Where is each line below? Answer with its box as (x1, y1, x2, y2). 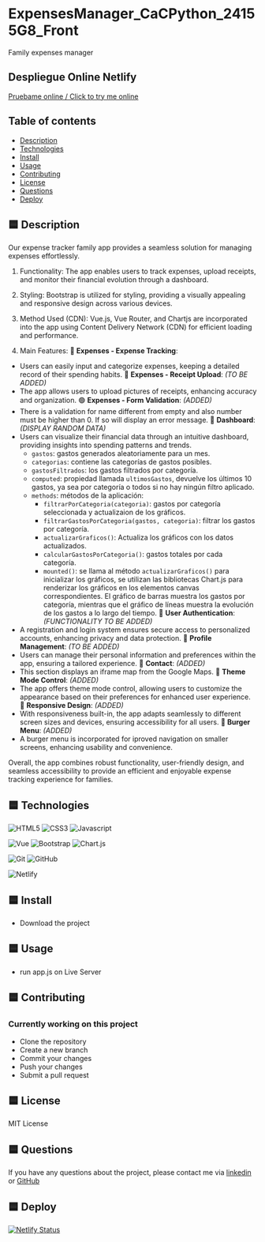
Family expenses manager (8, 47, 94, 57)
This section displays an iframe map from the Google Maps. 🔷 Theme (19, 667, 246, 676)
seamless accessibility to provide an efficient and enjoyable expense (8, 766, 232, 776)
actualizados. (43, 541, 87, 551)
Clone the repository (19, 1037, 87, 1046)
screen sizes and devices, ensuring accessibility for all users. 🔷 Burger (19, 717, 251, 727)
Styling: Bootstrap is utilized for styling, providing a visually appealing (19, 290, 246, 300)
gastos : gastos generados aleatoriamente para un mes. (31, 449, 211, 458)
